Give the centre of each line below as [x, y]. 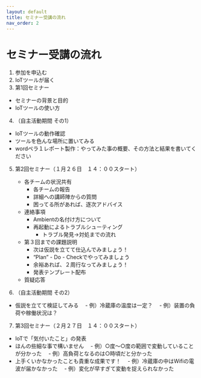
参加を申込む [31, 72]
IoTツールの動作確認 [40, 134]
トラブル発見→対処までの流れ [79, 235]
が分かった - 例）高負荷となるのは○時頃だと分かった [84, 354]
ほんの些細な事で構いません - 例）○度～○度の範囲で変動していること [104, 346]
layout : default [27, 12]
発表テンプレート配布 [59, 272]
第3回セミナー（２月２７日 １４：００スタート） [78, 326]
